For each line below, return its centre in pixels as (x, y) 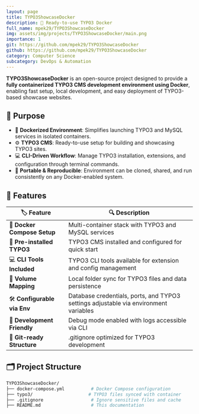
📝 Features (26, 196)
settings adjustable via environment (118, 304)
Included (22, 269)
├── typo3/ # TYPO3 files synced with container (94, 394)
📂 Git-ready (26, 337)
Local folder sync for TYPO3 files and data (128, 279)
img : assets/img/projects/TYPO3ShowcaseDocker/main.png (76, 34)
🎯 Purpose (26, 116)
